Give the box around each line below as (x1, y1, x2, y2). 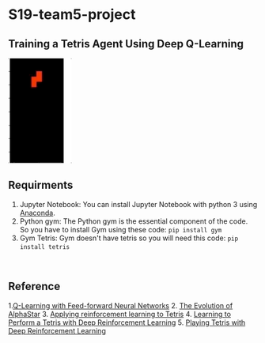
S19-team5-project (8, 6, 136, 24)
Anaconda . (19, 208, 55, 217)
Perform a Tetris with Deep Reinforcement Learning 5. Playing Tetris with (8, 318, 246, 327)
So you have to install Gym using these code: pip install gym (19, 224, 222, 234)
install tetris (19, 243, 70, 251)
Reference (8, 280, 61, 293)
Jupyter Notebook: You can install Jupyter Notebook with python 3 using (19, 199, 258, 209)
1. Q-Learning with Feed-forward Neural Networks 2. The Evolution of (8, 300, 233, 310)
